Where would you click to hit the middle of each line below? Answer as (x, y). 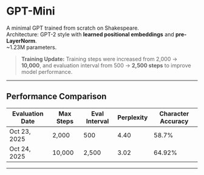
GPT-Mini (31, 11)
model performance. (47, 71)
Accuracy (174, 121)
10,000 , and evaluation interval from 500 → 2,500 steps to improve (106, 65)
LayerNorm (21, 41)
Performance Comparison (56, 97)
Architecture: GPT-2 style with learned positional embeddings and (90, 34)
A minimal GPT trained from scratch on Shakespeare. (73, 28)
